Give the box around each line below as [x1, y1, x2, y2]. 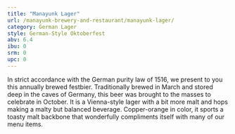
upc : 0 [7, 56, 27, 63]
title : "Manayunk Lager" [7, 10, 80, 18]
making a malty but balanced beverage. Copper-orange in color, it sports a [7, 105, 224, 113]
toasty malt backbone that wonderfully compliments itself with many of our [7, 112, 225, 121]
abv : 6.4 [7, 36, 33, 43]
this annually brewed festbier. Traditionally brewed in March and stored [7, 82, 213, 91]
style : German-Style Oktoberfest [7, 29, 106, 37]
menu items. [7, 120, 44, 128]
